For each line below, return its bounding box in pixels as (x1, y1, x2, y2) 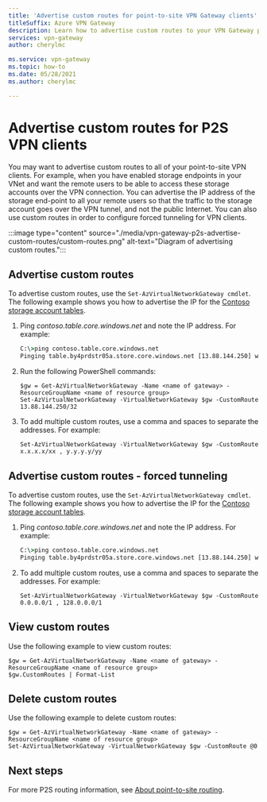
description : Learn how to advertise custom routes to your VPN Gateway (8, 26, 254, 34)
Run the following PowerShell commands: (19, 367, 157, 376)
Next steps (8, 764, 64, 777)
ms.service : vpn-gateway (8, 56, 91, 64)
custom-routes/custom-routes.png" (8, 236, 126, 246)
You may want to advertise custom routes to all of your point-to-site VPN (8, 162, 246, 172)
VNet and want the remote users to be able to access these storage (8, 179, 230, 188)
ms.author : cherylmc (8, 77, 77, 86)
